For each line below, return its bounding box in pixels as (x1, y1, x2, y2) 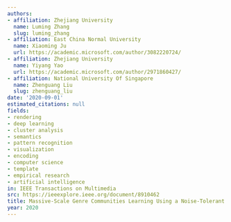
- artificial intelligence (7, 178, 85, 185)
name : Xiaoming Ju (13, 42, 67, 49)
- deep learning (7, 120, 54, 127)
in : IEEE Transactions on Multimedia (7, 185, 117, 192)
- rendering (7, 113, 42, 120)
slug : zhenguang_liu (13, 88, 73, 95)
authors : (7, 10, 33, 17)
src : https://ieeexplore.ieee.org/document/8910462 (7, 191, 160, 198)
